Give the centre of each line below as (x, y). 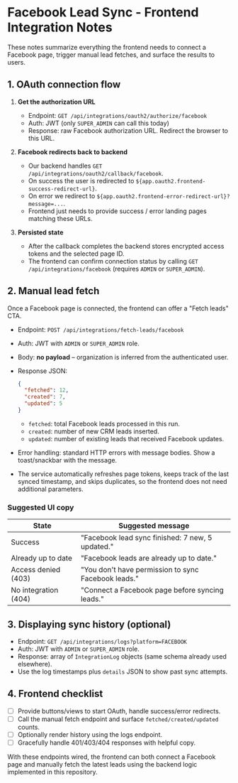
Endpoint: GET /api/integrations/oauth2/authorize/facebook (118, 115)
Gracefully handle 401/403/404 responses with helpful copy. (107, 742)
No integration (35, 590)
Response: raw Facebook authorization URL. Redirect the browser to (128, 130)
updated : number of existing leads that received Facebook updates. (126, 438)
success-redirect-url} (62, 189)
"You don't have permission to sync (140, 570)
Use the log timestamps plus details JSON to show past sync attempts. (123, 671)
